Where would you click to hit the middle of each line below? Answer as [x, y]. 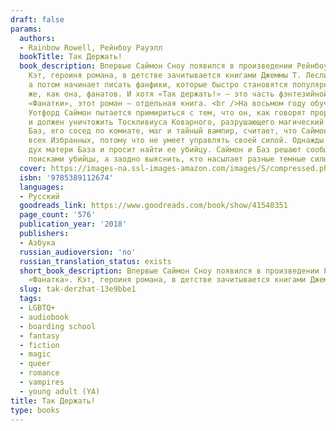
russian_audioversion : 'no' [78, 252]
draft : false [37, 19]
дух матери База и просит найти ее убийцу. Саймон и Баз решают [165, 150]
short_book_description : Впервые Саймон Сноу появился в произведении [169, 271]
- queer [35, 364]
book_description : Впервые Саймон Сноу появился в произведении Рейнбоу [174, 66]
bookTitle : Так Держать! [71, 57]
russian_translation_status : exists [95, 261]
